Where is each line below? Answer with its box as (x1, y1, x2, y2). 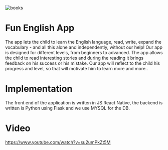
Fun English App (5, 23, 75, 34)
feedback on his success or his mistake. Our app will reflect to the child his (5, 60, 160, 66)
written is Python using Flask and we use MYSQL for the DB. (5, 105, 130, 111)
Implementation (5, 83, 73, 95)
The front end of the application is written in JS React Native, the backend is (5, 99, 163, 105)
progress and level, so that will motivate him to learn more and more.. (5, 65, 148, 71)
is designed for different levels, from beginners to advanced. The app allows (5, 49, 163, 55)
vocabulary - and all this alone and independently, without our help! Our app (5, 44, 163, 50)
